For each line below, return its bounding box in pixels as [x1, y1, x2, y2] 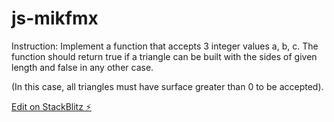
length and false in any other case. [11, 61, 154, 73]
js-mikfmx [11, 7, 99, 30]
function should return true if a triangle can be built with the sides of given [11, 50, 318, 62]
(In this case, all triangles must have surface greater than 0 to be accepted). [11, 80, 324, 92]
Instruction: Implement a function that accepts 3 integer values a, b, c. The [11, 40, 319, 52]
